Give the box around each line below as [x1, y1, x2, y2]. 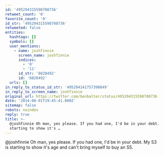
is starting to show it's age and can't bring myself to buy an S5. [5, 144, 133, 150]
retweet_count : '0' [5, 12, 45, 17]
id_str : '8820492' [18, 71, 56, 76]
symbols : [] [9, 39, 34, 44]
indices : [18, 57, 36, 62]
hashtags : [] [9, 35, 36, 40]
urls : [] [9, 80, 28, 85]
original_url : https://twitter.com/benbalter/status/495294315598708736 [5, 94, 158, 99]
